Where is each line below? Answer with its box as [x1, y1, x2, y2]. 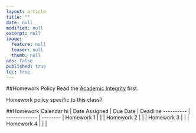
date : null [6, 19, 33, 25]
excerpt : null [6, 31, 41, 36]
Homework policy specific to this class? [6, 97, 103, 104]
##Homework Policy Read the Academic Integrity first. [6, 85, 139, 92]
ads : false [6, 58, 33, 64]
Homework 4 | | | [6, 120, 47, 127]
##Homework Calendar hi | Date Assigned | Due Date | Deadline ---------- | [6, 108, 191, 115]
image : [6, 36, 22, 42]
